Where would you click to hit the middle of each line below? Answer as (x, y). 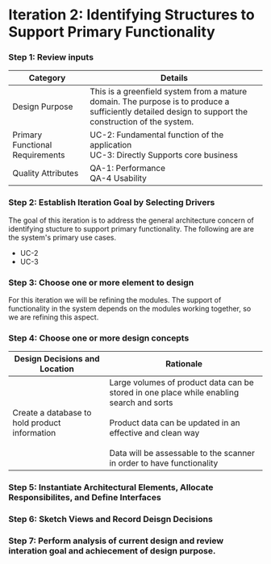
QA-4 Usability (119, 178)
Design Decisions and (57, 359)
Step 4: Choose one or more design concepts (99, 338)
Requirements (39, 155)
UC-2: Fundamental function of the (157, 135)
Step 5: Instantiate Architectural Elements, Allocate (111, 487)
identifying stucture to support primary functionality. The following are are (131, 228)
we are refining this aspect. (54, 317)
